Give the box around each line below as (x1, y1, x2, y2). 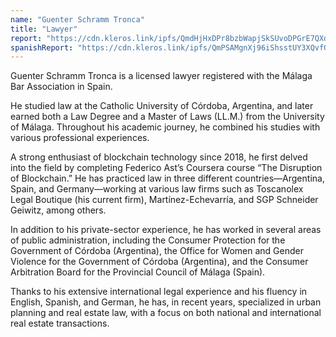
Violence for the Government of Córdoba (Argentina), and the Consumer (10, 256, 309, 268)
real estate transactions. (10, 317, 110, 330)
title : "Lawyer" (10, 24, 78, 34)
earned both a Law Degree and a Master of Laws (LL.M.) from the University (10, 111, 325, 123)
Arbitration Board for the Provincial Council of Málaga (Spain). (10, 266, 266, 278)
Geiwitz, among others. (10, 204, 107, 216)
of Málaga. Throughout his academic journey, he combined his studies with (10, 121, 321, 133)
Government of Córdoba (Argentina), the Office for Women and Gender (10, 245, 304, 257)
